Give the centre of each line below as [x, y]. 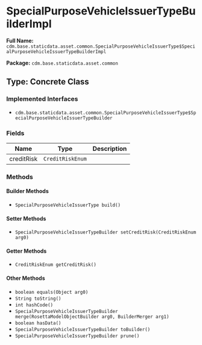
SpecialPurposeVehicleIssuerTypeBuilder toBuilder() [83, 329]
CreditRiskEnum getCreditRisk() [55, 265]
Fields [15, 133]
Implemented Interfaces [42, 99]
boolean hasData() [38, 323]
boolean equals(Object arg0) [52, 292]
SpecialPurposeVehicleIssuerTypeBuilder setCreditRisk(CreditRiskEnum [106, 233]
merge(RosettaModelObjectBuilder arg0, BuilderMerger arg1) [92, 317]
